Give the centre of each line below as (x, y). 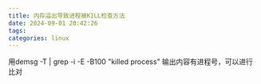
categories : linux (39, 38)
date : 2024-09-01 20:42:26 (53, 23)
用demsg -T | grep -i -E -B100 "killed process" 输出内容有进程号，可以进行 (131, 62)
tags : (17, 30)
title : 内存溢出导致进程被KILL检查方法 (67, 16)
